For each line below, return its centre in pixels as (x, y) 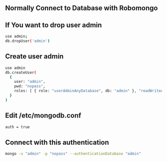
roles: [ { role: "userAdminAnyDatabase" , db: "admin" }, (75, 91)
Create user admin (34, 56)
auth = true (17, 127)
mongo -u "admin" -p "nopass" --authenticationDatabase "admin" (73, 154)
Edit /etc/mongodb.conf (43, 116)
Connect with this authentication (57, 142)
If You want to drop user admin (53, 25)
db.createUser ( (21, 72)
